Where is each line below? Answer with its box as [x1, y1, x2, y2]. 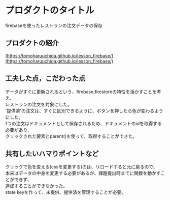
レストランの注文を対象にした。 [5, 101, 72, 107]
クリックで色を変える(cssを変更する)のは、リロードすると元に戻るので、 [5, 164, 158, 170]
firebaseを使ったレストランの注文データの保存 [5, 22, 103, 28]
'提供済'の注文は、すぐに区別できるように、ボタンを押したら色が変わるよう [5, 107, 163, 113]
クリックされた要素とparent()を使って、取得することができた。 [5, 133, 138, 139]
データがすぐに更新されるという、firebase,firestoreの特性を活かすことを [5, 89, 157, 95]
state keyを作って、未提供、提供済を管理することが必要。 [5, 189, 126, 195]
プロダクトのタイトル [5, 5, 95, 16]
